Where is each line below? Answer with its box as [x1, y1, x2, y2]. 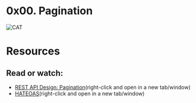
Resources [6, 44, 61, 58]
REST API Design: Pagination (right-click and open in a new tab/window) [14, 83, 191, 91]
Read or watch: [6, 68, 64, 78]
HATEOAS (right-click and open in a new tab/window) [14, 90, 145, 97]
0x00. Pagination [6, 4, 93, 18]
